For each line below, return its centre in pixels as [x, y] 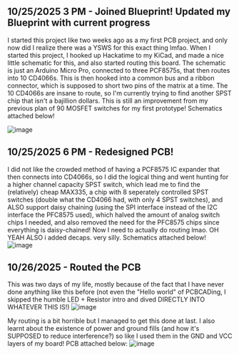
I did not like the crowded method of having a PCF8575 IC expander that [113, 169]
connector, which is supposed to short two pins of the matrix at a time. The [118, 86]
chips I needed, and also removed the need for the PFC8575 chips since [113, 222]
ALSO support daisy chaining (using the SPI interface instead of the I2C [112, 207]
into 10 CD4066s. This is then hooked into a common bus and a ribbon [111, 78]
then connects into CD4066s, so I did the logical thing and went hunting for [118, 177]
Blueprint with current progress [79, 23]
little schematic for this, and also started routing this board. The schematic [117, 63]
